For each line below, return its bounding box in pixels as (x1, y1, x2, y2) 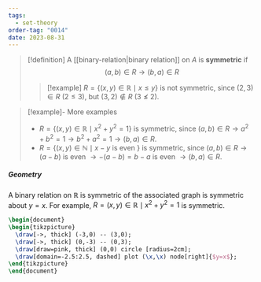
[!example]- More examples (27, 107, 118, 117)
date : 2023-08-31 (8, 33, 65, 42)
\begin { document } (8, 216, 65, 224)
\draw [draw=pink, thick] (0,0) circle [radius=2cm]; (15, 245, 192, 253)
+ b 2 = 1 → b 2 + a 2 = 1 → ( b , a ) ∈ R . (39, 132, 157, 143)
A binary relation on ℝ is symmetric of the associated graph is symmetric (8, 190, 244, 199)
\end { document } (8, 267, 58, 276)
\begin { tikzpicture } (8, 224, 76, 232)
